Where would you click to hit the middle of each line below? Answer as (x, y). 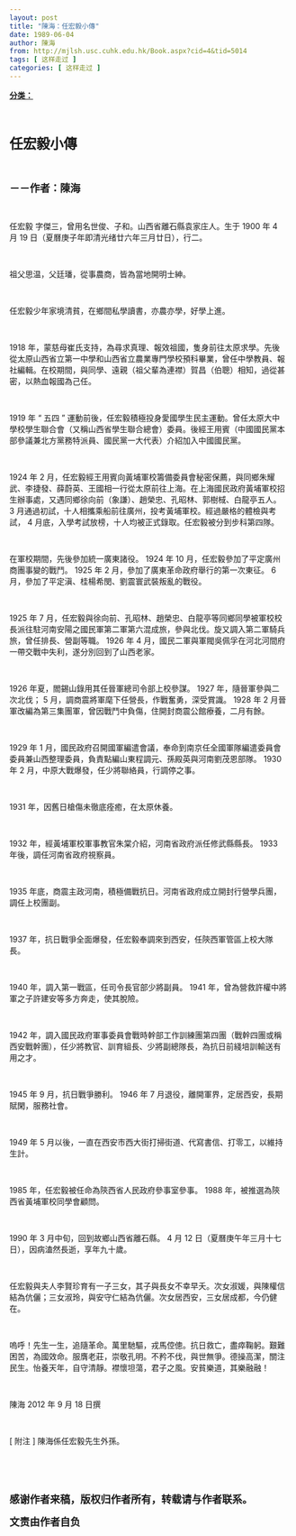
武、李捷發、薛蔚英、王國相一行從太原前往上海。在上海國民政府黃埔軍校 (143, 488)
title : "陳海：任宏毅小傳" (54, 26)
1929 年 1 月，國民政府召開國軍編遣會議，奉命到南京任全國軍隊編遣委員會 (145, 747)
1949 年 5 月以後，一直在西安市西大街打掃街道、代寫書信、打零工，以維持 (146, 1142)
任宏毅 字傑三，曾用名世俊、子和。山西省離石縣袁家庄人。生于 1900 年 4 (144, 225)
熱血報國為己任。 (64, 381)
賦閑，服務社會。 (41, 1105)
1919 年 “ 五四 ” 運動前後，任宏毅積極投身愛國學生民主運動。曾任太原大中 (145, 418)
